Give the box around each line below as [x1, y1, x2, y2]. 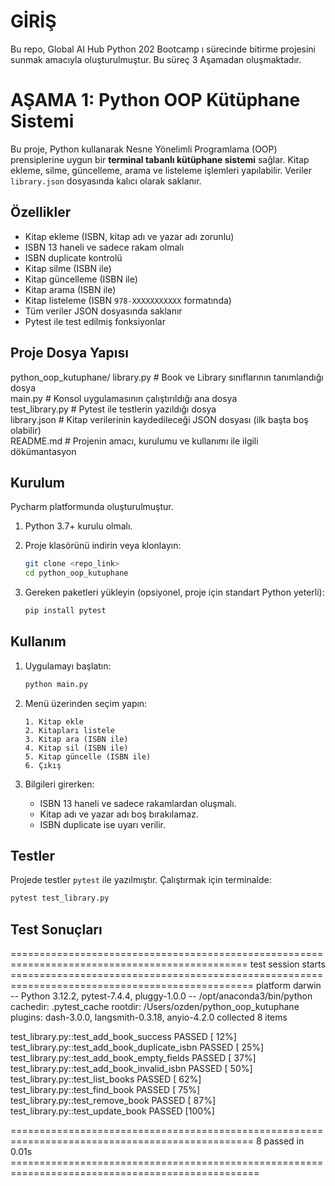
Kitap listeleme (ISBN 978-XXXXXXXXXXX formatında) [24, 294, 232, 306]
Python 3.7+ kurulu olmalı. [24, 520, 133, 532]
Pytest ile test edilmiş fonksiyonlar [24, 315, 166, 327]
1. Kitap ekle [24, 716, 84, 727]
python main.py [24, 679, 89, 689]
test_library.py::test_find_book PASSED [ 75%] [10, 1084, 201, 1096]
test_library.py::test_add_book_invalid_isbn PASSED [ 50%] [10, 1063, 253, 1075]
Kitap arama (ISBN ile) [24, 283, 117, 295]
